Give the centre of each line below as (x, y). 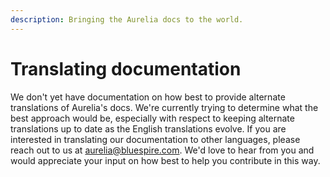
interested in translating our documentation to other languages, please (155, 139)
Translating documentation (126, 68)
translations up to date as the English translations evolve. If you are (148, 128)
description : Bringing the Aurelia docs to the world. (127, 19)
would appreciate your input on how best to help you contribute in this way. (165, 160)
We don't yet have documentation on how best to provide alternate (148, 97)
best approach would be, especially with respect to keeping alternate (152, 118)
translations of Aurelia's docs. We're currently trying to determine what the (164, 107)
